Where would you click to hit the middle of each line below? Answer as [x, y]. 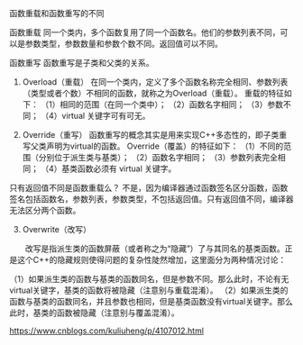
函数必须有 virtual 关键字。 [127, 168]
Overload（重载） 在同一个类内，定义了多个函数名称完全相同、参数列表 [155, 82]
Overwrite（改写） [57, 229]
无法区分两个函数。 [45, 210]
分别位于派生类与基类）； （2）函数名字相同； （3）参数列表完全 [158, 157]
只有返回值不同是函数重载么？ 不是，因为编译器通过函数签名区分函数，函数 [149, 188]
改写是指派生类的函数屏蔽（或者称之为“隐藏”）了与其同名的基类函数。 [155, 249]
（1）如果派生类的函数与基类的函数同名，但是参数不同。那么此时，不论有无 [149, 279]
